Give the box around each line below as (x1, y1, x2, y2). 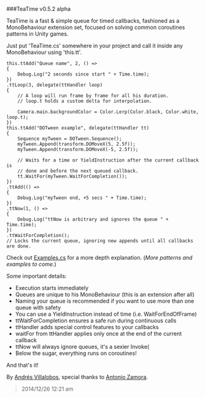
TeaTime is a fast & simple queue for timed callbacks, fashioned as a (6, 17, 180, 24)
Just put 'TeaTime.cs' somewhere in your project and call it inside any (6, 42, 183, 49)
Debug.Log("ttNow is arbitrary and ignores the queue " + (17, 216, 169, 222)
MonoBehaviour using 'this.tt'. (6, 49, 82, 56)
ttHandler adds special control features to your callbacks (15, 324, 159, 330)
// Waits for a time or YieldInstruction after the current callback (17, 157, 199, 163)
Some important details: (6, 273, 67, 279)
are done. (6, 243, 32, 249)
